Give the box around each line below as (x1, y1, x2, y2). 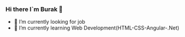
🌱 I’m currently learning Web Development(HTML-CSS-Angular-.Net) (13, 24, 180, 31)
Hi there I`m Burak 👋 (5, 5, 63, 13)
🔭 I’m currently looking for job (13, 18, 86, 25)
